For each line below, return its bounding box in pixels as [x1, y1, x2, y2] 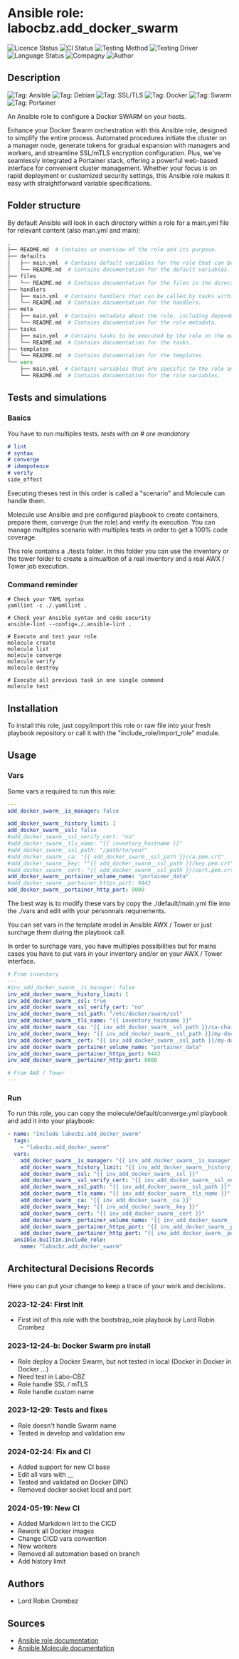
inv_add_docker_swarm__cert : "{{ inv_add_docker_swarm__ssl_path [7, 1037, 205, 1044]
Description [7, 72, 60, 84]
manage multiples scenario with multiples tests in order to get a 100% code [7, 525, 228, 534]
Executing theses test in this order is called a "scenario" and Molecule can [7, 489, 225, 497]
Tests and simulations [7, 391, 107, 404]
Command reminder [7, 579, 78, 589]
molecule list [7, 646, 50, 653]
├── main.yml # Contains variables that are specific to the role [20, 365, 224, 373]
